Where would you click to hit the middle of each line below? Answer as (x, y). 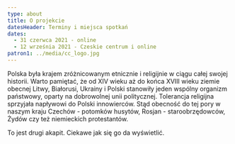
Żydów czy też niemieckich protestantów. (68, 118)
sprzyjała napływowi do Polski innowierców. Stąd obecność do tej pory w (114, 104)
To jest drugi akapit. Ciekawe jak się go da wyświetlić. (86, 133)
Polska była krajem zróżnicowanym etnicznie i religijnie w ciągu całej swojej (117, 73)
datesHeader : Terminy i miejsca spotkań (68, 27)
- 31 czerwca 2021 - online (55, 40)
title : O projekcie (36, 21)
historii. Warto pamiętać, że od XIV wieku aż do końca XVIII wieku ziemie (114, 81)
